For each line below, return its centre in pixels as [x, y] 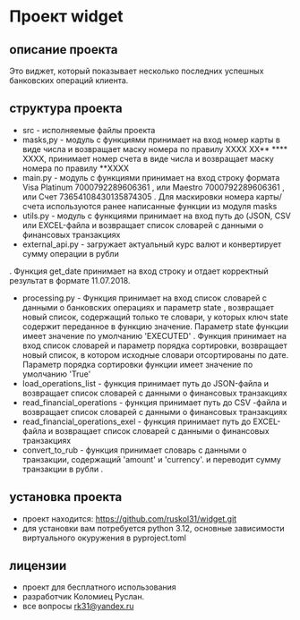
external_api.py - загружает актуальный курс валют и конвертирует [152, 244]
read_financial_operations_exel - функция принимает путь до [137, 421]
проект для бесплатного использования [99, 587]
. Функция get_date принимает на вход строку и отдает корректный [139, 271]
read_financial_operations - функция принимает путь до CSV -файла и [154, 402]
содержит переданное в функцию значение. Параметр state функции [155, 326]
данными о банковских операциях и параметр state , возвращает [148, 307]
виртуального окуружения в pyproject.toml [104, 538]
